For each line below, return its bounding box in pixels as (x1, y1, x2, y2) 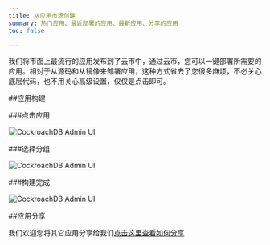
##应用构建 (8, 94, 46, 103)
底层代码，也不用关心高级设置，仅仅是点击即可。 (8, 77, 170, 86)
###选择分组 (8, 144, 51, 154)
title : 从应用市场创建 (8, 11, 76, 20)
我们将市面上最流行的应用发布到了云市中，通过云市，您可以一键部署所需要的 (8, 57, 262, 66)
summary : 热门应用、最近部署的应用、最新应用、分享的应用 (8, 19, 178, 27)
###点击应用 (8, 110, 51, 120)
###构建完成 (8, 178, 51, 187)
